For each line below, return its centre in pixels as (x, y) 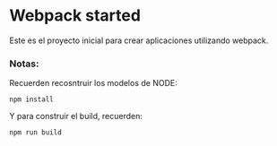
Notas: (24, 64)
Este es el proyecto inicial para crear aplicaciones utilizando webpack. (139, 40)
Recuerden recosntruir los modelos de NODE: (93, 83)
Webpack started (75, 16)
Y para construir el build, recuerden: (76, 116)
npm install (31, 99)
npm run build (36, 133)
